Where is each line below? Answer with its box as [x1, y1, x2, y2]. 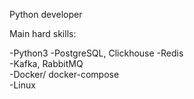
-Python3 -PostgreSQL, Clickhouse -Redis [9, 47, 184, 59]
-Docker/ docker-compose [9, 69, 120, 80]
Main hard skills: [9, 28, 77, 39]
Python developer [9, 9, 83, 20]
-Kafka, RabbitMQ [9, 58, 84, 69]
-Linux [9, 79, 36, 91]
